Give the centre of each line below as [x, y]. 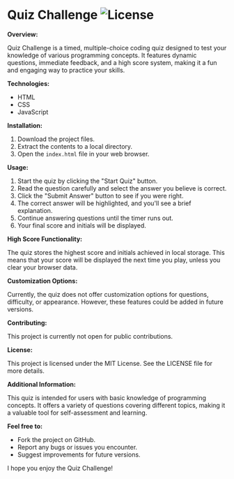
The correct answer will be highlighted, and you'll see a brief [104, 203]
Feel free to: [25, 426]
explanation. [35, 210]
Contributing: [27, 323]
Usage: [18, 167]
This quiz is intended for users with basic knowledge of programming [107, 397]
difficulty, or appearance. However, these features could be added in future [116, 302]
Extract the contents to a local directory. [75, 146]
